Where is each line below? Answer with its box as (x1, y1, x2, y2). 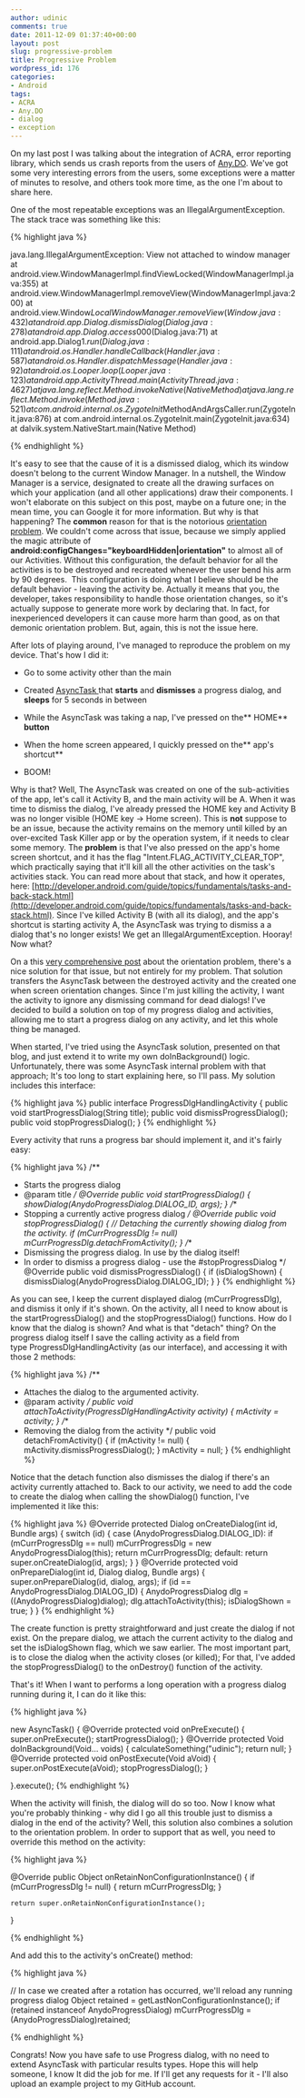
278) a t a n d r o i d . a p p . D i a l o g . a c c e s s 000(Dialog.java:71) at (10, 326, 219, 337)
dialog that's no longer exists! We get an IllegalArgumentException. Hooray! (10, 929, 293, 940)
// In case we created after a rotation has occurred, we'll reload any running (10, 1985, 293, 1995)
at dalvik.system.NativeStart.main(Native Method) (10, 423, 197, 433)
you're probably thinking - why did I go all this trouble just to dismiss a (10, 1807, 273, 1818)
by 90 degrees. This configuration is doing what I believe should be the (10, 574, 280, 584)
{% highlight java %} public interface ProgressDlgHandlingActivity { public (10, 1098, 289, 1109)
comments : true (10, 22, 68, 31)
